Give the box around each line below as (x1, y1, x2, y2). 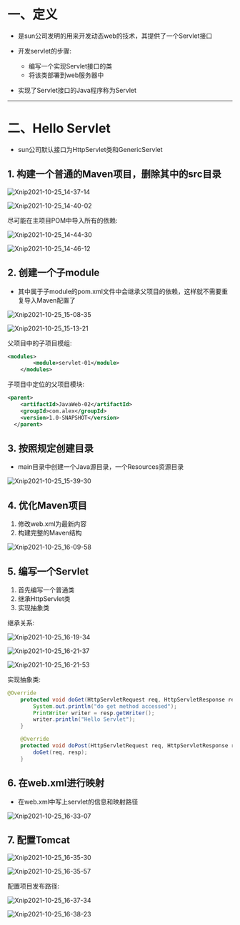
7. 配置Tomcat (7, 834, 70, 846)
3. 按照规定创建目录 (7, 442, 94, 454)
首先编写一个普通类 (17, 585, 75, 594)
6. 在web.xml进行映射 (7, 777, 105, 789)
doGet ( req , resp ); (33, 749, 88, 756)
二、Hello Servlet (7, 121, 111, 136)
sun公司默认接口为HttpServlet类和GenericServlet (17, 145, 163, 153)
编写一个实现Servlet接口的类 (28, 61, 113, 70)
